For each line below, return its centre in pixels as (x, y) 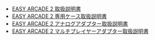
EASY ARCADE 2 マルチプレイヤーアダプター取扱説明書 (80, 31)
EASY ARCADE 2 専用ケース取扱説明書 (59, 16)
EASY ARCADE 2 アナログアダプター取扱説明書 (70, 24)
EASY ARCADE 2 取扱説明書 (46, 9)
